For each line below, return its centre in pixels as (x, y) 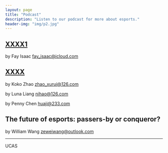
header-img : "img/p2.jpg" (32, 24)
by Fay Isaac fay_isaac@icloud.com (42, 56)
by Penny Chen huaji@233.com (38, 103)
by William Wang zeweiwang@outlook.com (49, 131)
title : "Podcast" (23, 15)
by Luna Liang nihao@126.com (37, 94)
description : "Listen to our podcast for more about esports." (72, 19)
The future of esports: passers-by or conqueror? (83, 119)
